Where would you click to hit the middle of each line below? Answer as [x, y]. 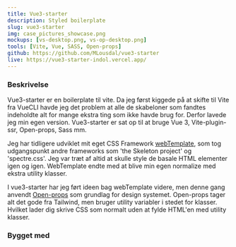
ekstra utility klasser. [37, 174]
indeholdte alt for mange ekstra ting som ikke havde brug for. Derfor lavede [117, 115]
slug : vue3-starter [36, 27]
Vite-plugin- [209, 122]
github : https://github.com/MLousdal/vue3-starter [83, 54]
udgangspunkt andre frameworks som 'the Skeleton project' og [100, 151]
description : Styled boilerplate [57, 20]
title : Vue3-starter [38, 14]
